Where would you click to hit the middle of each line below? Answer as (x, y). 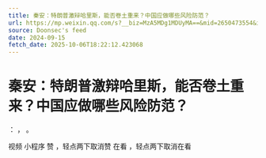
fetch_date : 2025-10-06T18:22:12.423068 (76, 45)
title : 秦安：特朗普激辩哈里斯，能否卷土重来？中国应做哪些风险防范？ (109, 15)
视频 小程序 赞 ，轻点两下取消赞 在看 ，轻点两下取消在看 (100, 146)
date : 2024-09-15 (37, 38)
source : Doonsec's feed (47, 30)
